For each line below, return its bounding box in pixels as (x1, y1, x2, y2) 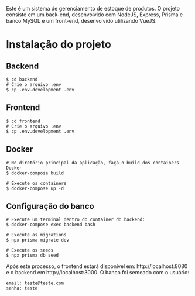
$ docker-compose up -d (6, 185, 64, 191)
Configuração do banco (6, 201, 95, 211)
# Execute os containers (6, 180, 67, 186)
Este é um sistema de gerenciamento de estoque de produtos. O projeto (6, 5, 180, 12)
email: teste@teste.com (6, 280, 64, 286)
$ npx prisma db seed (6, 253, 59, 259)
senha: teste (6, 285, 38, 291)
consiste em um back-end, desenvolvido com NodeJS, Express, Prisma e (6, 11, 183, 18)
